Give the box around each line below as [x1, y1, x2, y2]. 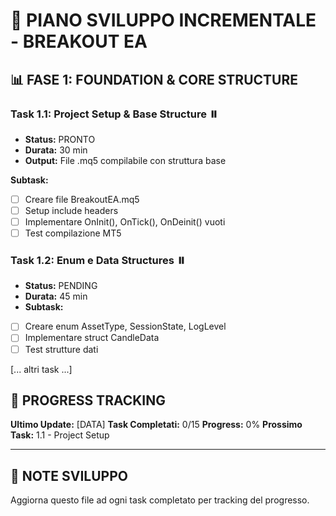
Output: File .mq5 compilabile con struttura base [24, 154, 227, 166]
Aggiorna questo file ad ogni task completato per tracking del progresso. [10, 494, 310, 506]
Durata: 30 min [24, 144, 88, 156]
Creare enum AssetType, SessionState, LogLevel [24, 320, 227, 333]
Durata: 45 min [24, 290, 88, 303]
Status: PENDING [24, 280, 98, 292]
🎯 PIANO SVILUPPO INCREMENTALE [10, 9, 317, 32]
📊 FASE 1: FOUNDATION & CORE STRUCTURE [10, 71, 298, 88]
